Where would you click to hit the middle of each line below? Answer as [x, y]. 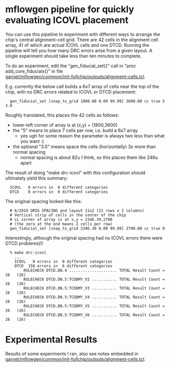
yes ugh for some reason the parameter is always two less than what [92, 135]
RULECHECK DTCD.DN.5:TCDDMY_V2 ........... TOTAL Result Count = [94, 279]
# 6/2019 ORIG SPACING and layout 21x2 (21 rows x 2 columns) [77, 210]
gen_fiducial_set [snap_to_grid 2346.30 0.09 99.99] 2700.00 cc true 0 [88, 228]
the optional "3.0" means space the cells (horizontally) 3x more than [84, 147]
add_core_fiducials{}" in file [34, 71]
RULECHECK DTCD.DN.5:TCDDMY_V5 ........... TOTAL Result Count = [94, 306]
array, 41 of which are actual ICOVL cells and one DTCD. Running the [77, 45]
